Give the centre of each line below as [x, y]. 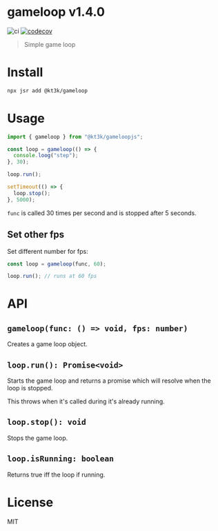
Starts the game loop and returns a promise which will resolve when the [109, 381]
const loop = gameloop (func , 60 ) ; [57, 264]
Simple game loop [50, 44]
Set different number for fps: [48, 251]
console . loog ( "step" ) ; [46, 156]
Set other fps [36, 235]
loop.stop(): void [47, 422]
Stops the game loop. [38, 438]
